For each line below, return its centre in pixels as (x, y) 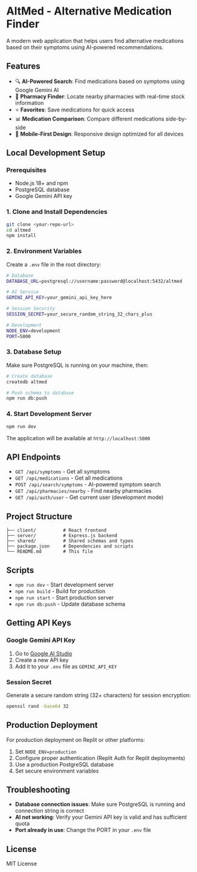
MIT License (22, 864)
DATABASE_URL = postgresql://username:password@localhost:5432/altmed (94, 281)
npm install (21, 236)
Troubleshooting (38, 790)
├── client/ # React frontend (57, 530)
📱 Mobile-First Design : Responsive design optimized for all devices (99, 134)
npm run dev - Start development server (64, 584)
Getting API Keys (39, 623)
